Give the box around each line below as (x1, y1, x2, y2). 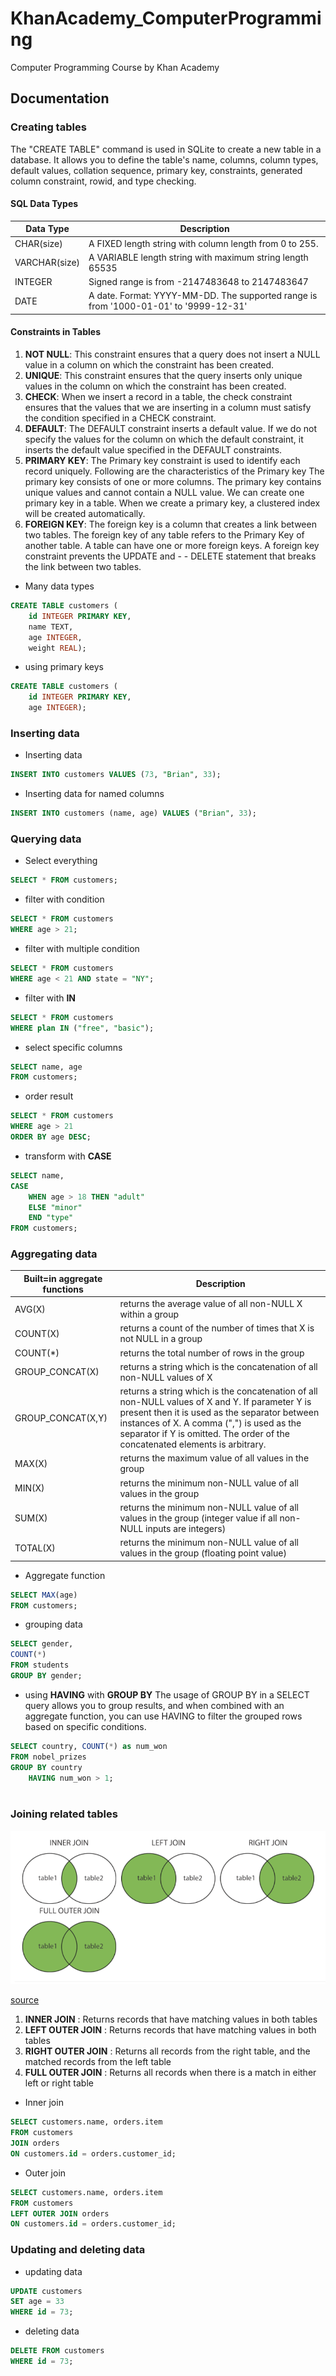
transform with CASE (24, 1150, 112, 1162)
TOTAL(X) (14, 1542, 56, 1554)
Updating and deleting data (10, 2243, 146, 2257)
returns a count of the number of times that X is (119, 1322, 315, 1334)
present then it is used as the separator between (119, 1407, 320, 1419)
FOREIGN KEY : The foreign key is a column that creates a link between (24, 518, 317, 531)
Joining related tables (10, 1807, 118, 1821)
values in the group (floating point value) (119, 1547, 287, 1559)
